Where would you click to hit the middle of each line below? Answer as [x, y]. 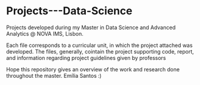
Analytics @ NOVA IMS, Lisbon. [45, 33]
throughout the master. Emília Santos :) [54, 75]
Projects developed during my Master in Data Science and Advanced [91, 27]
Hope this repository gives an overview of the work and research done [93, 69]
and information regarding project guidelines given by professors [86, 58]
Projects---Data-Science [69, 11]
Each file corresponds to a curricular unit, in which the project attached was [99, 45]
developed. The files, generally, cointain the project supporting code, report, [100, 51]
